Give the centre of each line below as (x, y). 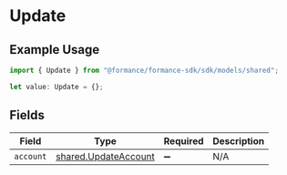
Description (239, 140)
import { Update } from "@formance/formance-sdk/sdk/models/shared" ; (144, 70)
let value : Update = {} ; (56, 87)
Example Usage (55, 50)
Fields (27, 115)
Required (184, 140)
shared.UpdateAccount (105, 156)
